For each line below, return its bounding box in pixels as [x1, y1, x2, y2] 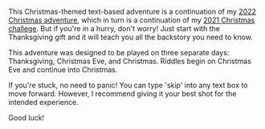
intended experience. [8, 98, 79, 107]
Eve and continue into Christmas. [8, 65, 118, 75]
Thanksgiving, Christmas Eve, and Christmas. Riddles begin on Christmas [8, 56, 251, 66]
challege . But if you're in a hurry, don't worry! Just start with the [8, 24, 221, 33]
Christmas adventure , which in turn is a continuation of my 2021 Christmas [8, 15, 255, 25]
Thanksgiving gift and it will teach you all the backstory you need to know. [8, 32, 253, 42]
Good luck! [8, 113, 45, 123]
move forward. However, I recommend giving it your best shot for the [8, 89, 237, 99]
